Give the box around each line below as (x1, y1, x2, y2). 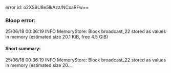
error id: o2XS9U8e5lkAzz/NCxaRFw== (5, 5, 89, 10)
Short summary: (5, 45, 41, 51)
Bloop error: (5, 17, 36, 24)
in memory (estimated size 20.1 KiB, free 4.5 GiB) (5, 34, 109, 40)
